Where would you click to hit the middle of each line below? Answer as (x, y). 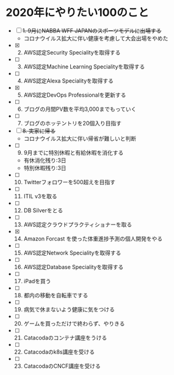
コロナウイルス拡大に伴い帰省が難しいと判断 (80, 138)
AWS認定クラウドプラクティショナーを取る (78, 225)
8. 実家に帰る (39, 131)
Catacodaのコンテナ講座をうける (65, 338)
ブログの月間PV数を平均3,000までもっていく (80, 109)
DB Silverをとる (43, 210)
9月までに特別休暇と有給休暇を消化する (74, 152)
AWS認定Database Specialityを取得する (74, 267)
